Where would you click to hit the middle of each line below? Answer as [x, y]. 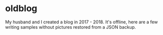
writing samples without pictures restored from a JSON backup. [71, 27]
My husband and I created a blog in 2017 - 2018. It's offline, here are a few [81, 22]
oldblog [21, 9]
